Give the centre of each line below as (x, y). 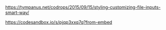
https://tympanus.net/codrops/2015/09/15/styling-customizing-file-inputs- (83, 7)
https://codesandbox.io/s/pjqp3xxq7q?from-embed (59, 22)
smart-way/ (17, 12)
